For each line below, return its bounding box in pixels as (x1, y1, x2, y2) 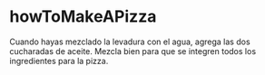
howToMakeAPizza (9, 6, 157, 27)
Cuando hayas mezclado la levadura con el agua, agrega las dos (9, 36, 251, 47)
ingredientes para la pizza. (9, 55, 109, 66)
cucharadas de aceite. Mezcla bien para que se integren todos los (9, 45, 257, 56)
